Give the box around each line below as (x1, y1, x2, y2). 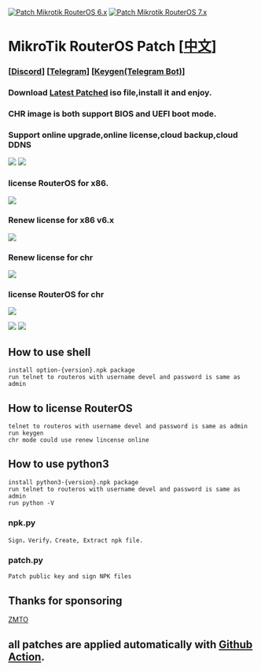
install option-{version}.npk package (8, 366, 135, 374)
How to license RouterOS (8, 402, 133, 415)
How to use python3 (8, 458, 109, 471)
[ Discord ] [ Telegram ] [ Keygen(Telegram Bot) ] (8, 66, 186, 77)
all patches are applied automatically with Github (8, 638, 253, 651)
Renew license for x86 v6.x (8, 215, 115, 226)
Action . (8, 650, 45, 663)
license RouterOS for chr (8, 289, 105, 300)
